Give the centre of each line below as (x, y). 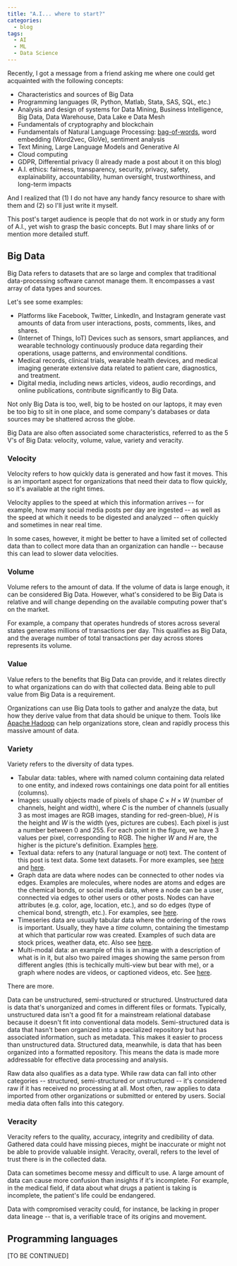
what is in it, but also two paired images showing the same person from (121, 957)
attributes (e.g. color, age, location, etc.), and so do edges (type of (114, 905)
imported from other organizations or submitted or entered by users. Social (116, 1095)
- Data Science (36, 54)
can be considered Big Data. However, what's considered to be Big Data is (115, 595)
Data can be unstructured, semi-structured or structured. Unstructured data (117, 1000)
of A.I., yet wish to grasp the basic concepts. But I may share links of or (111, 226)
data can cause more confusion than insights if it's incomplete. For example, (118, 1181)
